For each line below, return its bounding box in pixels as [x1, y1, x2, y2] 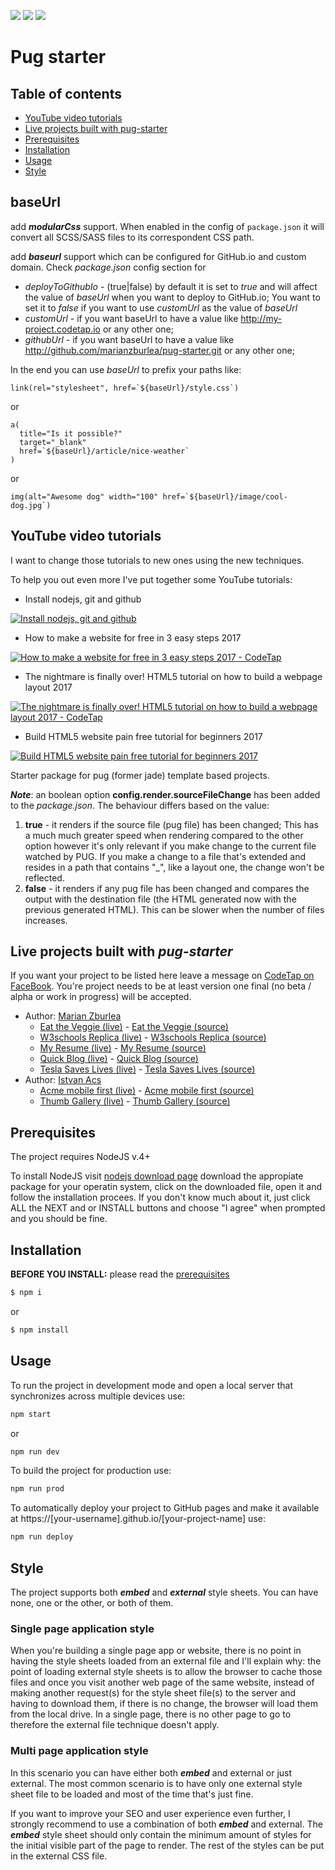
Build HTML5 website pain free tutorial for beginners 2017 [24, 730, 263, 742]
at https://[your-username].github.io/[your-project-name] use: [10, 1513, 266, 1525]
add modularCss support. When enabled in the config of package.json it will [10, 220, 325, 232]
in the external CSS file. [10, 1850, 108, 1862]
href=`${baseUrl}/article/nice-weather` [19, 446, 190, 456]
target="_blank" [19, 437, 87, 447]
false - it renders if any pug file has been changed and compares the [24, 882, 310, 894]
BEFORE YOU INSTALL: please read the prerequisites [10, 1268, 230, 1280]
